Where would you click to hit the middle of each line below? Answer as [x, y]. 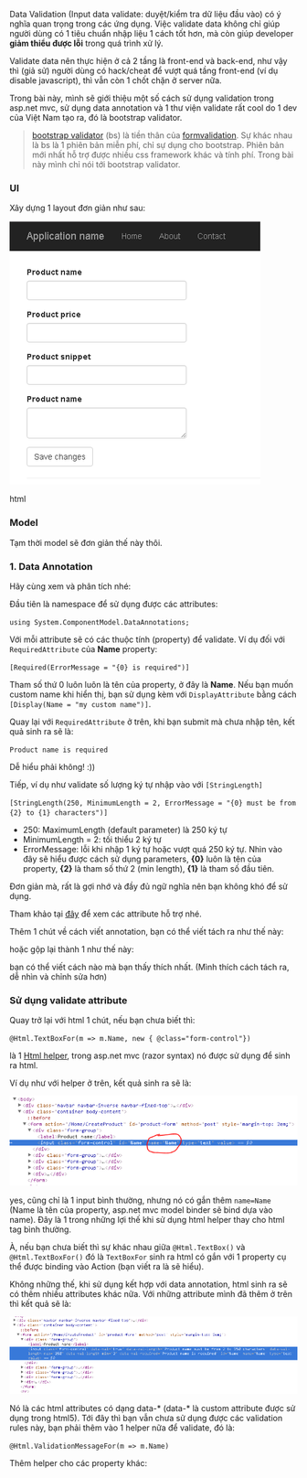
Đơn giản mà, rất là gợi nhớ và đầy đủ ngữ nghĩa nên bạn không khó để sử [148, 886]
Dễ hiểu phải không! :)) [53, 766]
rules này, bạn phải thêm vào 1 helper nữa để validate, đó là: [122, 1428]
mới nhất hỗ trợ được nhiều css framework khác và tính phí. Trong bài [163, 155]
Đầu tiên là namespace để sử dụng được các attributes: [114, 604]
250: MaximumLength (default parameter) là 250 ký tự [125, 830]
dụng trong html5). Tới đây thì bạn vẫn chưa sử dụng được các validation [146, 1419]
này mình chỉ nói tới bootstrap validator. [106, 164]
